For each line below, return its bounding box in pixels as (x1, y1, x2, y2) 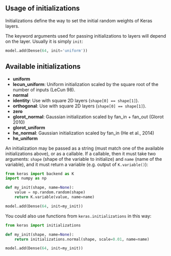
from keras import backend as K (5, 171, 74, 176)
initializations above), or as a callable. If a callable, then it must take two (5, 150, 156, 157)
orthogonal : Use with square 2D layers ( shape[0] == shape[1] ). (12, 103, 146, 109)
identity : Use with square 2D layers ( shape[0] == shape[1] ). (12, 97, 139, 103)
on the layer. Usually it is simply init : (5, 38, 83, 44)
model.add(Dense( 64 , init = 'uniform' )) (5, 48, 88, 53)
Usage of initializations (5, 4, 80, 13)
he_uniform (12, 135, 38, 141)
